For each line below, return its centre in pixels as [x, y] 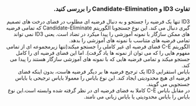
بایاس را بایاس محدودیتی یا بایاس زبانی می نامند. [137, 97]
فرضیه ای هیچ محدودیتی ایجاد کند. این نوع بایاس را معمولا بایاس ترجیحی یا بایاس [102, 78]
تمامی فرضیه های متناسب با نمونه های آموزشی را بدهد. [129, 41]
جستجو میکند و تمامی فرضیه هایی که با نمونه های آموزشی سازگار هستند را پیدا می [100, 59]
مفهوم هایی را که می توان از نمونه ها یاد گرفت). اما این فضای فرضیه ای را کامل [103, 53]
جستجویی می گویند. [168, 84]
